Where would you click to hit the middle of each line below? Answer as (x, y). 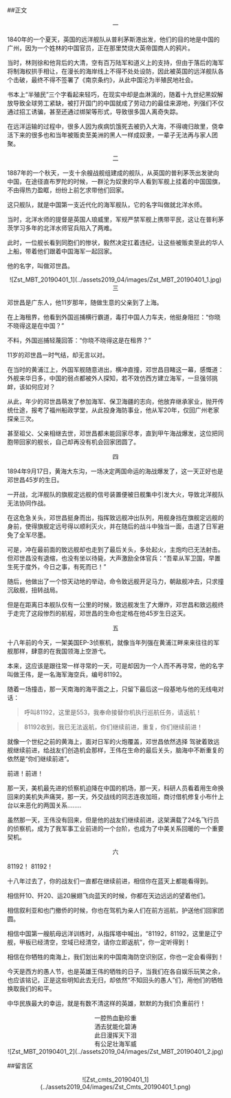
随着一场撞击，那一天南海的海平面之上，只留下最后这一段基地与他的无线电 (112, 689)
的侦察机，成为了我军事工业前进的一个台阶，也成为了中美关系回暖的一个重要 (115, 828)
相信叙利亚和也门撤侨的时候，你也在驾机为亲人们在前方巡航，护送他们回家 (112, 910)
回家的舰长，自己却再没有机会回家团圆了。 (79, 442)
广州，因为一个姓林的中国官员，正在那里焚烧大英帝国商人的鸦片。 (100, 48)
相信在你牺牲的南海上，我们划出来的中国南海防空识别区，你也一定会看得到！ (115, 957)
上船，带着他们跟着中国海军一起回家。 (61, 251)
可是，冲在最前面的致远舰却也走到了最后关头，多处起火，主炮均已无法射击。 (115, 549)
